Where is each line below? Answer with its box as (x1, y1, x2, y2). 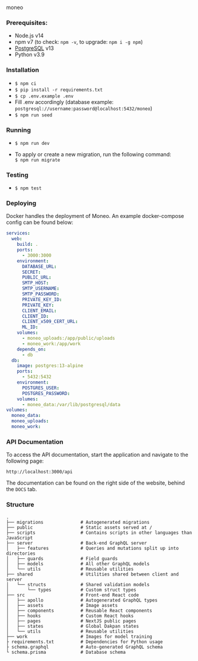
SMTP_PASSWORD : (21, 291, 60, 298)
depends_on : (17, 346, 46, 352)
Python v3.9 (14, 51, 45, 58)
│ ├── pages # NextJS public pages (6, 618, 136, 624)
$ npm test (14, 185, 42, 191)
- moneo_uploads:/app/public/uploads (21, 336, 116, 341)
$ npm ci (14, 80, 37, 87)
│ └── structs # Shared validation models (6, 581, 150, 587)
